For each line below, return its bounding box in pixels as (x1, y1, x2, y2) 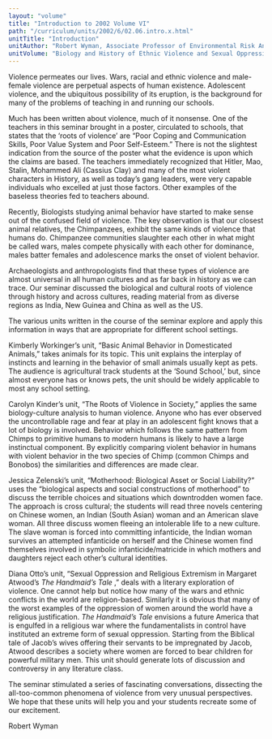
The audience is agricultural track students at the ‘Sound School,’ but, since (8, 366, 261, 376)
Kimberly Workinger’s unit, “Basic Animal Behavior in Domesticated (8, 340, 232, 350)
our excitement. (8, 706, 61, 715)
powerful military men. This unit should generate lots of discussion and (8, 655, 245, 664)
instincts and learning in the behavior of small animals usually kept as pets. (8, 358, 258, 367)
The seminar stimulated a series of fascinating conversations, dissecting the (8, 680, 263, 689)
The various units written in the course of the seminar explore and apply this (8, 316, 263, 326)
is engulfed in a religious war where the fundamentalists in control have (8, 620, 247, 630)
